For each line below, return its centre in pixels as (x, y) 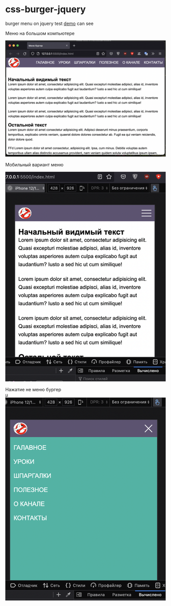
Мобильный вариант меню (34, 165)
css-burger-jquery (46, 9)
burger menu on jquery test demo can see (49, 23)
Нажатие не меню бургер (33, 390)
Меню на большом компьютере (40, 33)
